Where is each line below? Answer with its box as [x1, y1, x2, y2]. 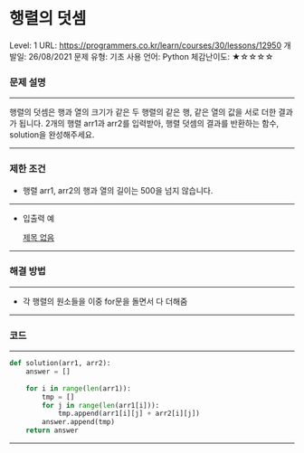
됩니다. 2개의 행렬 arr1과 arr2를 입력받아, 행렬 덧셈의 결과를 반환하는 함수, [18, 118, 280, 129]
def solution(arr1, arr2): [9, 359, 111, 368]
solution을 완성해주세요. [9, 129, 95, 140]
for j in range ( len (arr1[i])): [42, 401, 160, 410]
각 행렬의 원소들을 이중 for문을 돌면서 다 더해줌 [22, 296, 188, 307]
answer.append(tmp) [42, 418, 116, 427]
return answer [25, 426, 79, 435]
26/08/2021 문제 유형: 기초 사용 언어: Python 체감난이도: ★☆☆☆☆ [28, 51, 274, 61]
